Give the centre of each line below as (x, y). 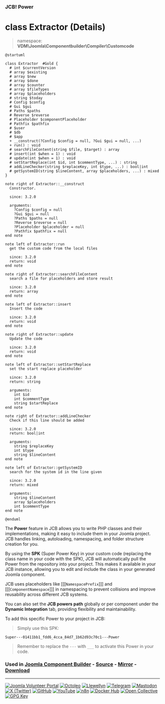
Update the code (26, 338)
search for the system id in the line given (56, 472)
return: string (25, 382)
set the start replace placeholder (46, 369)
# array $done (24, 81)
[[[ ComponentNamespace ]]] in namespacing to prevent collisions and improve (80, 589)
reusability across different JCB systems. (47, 594)
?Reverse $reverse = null (41, 223)
